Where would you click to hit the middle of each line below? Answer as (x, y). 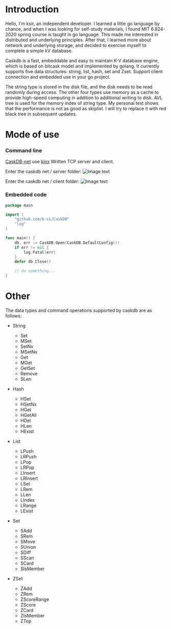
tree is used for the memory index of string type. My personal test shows (82, 103)
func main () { (20, 238)
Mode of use (32, 135)
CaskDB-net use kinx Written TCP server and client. (60, 161)
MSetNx (29, 352)
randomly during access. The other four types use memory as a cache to (82, 92)
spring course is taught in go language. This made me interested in (88, 34)
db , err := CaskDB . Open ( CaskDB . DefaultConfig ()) (67, 243)
